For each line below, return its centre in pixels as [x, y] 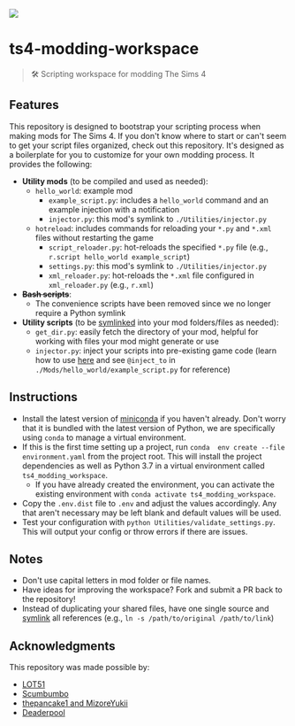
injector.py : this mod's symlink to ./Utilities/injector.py [158, 219]
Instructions [43, 397]
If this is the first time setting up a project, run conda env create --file [153, 446]
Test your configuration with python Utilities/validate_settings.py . [148, 521]
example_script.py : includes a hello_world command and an [159, 200]
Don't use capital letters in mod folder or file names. [117, 581]
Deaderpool [44, 713]
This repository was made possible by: [79, 668]
